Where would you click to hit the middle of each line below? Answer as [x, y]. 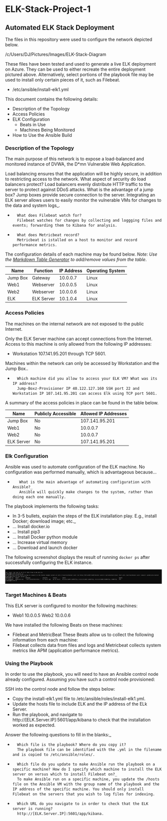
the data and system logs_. [33, 205]
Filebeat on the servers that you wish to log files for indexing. [83, 794]
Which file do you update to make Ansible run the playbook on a [86, 764]
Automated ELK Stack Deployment [60, 28]
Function [43, 271]
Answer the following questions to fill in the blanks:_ [58, 735]
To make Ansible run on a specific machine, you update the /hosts [88, 779]
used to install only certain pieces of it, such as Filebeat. [63, 80]
